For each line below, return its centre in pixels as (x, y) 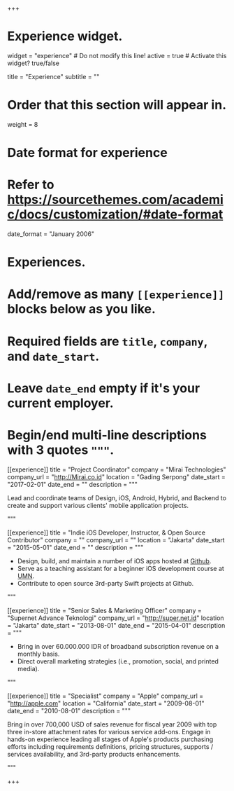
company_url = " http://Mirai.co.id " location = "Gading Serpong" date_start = (116, 476)
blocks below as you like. (81, 309)
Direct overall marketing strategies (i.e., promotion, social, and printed (118, 661)
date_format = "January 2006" (51, 234)
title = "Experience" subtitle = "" (53, 76)
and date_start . (53, 356)
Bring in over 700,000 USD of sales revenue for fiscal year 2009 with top (112, 724)
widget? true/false (33, 63)
